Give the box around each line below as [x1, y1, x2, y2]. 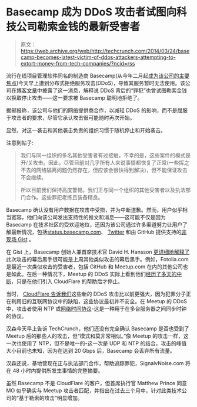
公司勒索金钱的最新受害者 [16, 20, 141, 34]
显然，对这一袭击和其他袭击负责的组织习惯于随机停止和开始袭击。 [6, 126, 166, 133]
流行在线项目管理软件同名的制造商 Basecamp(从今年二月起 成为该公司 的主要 [6, 72, 190, 79]
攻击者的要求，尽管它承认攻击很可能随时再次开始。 [11, 114, 135, 121]
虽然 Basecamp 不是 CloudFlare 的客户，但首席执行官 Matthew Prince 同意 [6, 379, 188, 386]
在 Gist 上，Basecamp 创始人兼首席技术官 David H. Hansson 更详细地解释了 [6, 248, 190, 255]
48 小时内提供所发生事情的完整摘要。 [12, 367, 103, 374]
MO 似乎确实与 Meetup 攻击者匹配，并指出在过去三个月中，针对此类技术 [6, 387, 182, 394]
